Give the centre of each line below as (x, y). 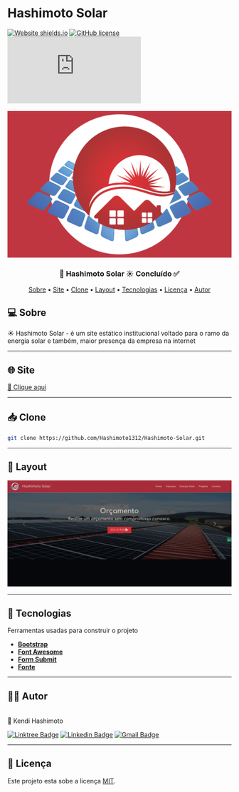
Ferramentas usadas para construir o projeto (73, 631)
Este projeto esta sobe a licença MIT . (62, 781)
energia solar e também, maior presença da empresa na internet (101, 341)
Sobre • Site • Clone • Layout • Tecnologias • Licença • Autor (119, 289)
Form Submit (37, 659)
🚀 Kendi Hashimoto (36, 721)
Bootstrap (33, 644)
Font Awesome (40, 652)
